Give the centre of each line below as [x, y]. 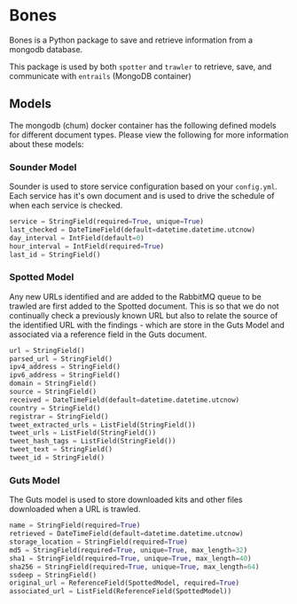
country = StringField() [55, 408]
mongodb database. [46, 49]
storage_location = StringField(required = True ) [99, 542]
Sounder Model [43, 167]
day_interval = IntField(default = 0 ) [77, 238]
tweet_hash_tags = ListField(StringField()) [93, 441]
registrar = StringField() [59, 416]
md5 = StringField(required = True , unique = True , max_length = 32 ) [129, 550]
